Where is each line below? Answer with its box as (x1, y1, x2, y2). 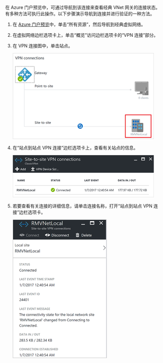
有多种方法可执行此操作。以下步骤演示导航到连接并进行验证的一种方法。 (5, 11, 154, 17)
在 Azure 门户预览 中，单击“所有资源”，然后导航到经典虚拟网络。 (12, 22, 145, 27)
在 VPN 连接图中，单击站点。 (12, 43, 73, 49)
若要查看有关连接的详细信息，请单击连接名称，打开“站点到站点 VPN (12, 203, 153, 209)
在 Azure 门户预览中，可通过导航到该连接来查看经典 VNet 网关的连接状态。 (5, 5, 160, 10)
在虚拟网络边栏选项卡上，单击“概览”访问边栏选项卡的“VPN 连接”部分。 (12, 32, 158, 38)
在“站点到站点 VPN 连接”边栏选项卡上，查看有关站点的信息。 (12, 145, 138, 151)
